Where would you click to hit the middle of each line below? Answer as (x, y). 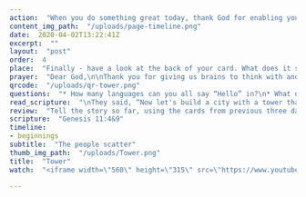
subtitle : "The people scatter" (73, 144)
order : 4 (28, 60)
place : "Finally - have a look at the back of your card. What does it (150, 69)
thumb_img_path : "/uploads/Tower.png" (85, 153)
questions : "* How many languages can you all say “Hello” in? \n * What (150, 94)
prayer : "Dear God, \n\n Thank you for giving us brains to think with (146, 77)
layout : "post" (40, 52)
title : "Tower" (40, 161)
